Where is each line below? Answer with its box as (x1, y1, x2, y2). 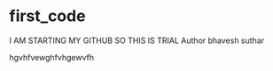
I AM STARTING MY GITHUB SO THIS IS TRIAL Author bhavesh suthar (9, 35, 265, 46)
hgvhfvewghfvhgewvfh (9, 52, 95, 62)
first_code (9, 6, 86, 26)
